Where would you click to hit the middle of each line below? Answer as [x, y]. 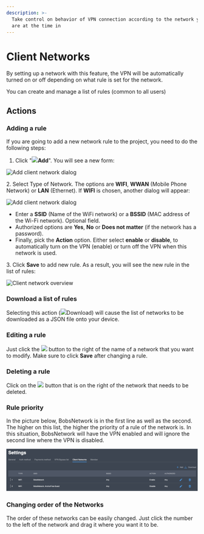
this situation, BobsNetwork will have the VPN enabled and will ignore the [98, 434]
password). [29, 234]
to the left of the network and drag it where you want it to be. [83, 524]
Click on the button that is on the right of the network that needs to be [97, 385]
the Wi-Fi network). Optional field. [57, 220]
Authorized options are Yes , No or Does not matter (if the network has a [106, 227]
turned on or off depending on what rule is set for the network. [85, 80]
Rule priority [25, 407]
